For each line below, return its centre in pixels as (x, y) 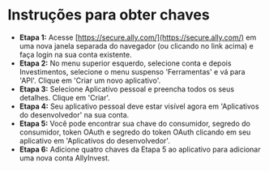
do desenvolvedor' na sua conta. (74, 114)
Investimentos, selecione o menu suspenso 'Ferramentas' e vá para (132, 71)
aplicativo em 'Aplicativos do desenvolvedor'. (95, 140)
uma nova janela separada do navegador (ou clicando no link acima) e (137, 45)
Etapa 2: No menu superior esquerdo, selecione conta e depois (125, 63)
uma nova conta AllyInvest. (64, 158)
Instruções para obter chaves (109, 15)
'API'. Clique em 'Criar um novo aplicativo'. (90, 80)
